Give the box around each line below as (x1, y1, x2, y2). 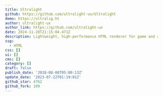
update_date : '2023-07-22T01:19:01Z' (5, 75, 81, 80)
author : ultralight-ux (5, 20, 51, 26)
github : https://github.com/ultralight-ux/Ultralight (5, 12, 116, 16)
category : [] (5, 61, 32, 66)
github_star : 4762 (5, 79, 42, 84)
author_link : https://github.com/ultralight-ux (5, 25, 103, 30)
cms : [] (5, 57, 21, 62)
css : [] (5, 48, 21, 52)
